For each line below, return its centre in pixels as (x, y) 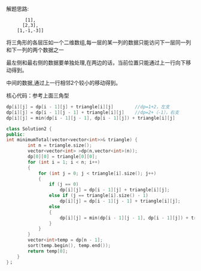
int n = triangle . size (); (60, 145)
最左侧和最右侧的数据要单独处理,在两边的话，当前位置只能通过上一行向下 (96, 63)
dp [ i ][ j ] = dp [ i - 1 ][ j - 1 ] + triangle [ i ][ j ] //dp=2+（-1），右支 (93, 112)
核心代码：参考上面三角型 (38, 95)
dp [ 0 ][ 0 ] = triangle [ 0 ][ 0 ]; (63, 157)
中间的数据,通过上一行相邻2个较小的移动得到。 (64, 83)
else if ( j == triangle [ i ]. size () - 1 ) (98, 196)
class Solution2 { (29, 129)
